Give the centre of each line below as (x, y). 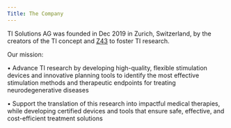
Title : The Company (35, 14)
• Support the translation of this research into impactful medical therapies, (114, 103)
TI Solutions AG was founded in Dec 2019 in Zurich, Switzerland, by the (109, 33)
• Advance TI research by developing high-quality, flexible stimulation (107, 67)
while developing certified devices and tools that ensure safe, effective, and (116, 111)
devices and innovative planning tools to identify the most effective (103, 75)
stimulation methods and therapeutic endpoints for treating (91, 82)
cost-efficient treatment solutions (55, 118)
